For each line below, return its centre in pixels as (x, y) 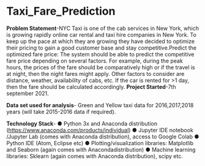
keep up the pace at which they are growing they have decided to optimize (100, 41)
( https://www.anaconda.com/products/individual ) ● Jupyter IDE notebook (100, 130)
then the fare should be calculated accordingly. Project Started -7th (91, 86)
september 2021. (28, 93)
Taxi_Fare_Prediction (61, 11)
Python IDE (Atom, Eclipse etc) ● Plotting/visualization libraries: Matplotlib (100, 143)
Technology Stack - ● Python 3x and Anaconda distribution (82, 123)
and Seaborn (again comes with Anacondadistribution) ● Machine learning (101, 149)
